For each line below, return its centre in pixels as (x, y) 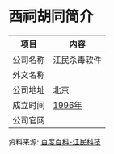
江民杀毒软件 (78, 60)
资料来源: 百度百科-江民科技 (55, 141)
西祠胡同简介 (51, 17)
